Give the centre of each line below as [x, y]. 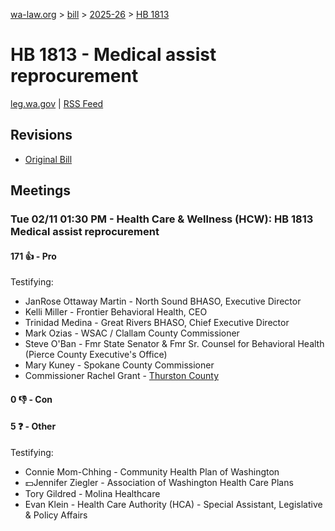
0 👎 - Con [31, 399]
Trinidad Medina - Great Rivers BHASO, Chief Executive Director [157, 323]
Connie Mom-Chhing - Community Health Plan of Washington [152, 472]
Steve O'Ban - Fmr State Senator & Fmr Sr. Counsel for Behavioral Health [174, 344]
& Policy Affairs [56, 515]
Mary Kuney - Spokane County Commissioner [119, 365]
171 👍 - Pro [33, 256]
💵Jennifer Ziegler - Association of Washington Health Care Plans [159, 483]
